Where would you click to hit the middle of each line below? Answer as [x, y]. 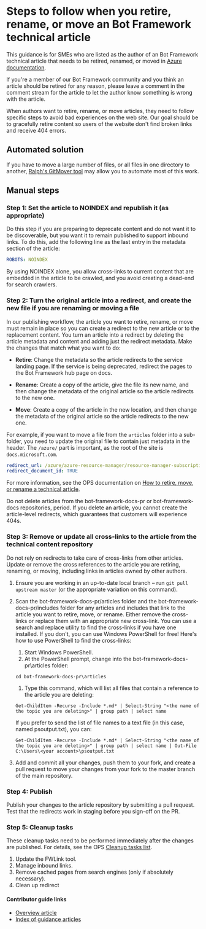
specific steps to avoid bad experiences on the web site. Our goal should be [102, 117]
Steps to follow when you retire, [89, 11]
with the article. [26, 99]
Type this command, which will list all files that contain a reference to [112, 688]
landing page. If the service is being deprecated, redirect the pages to [104, 366]
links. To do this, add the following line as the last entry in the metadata [96, 242]
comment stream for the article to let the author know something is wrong [99, 92]
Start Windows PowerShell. [59, 652]
